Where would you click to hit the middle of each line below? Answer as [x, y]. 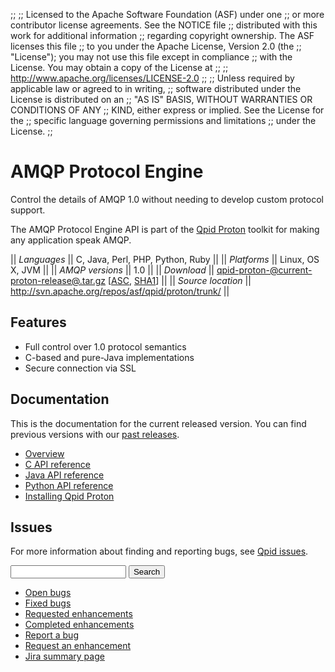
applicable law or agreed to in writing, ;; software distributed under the [156, 88]
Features [38, 322]
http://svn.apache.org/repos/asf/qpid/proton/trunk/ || [120, 291]
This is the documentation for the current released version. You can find [158, 423]
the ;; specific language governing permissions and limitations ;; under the [163, 120]
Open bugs [48, 593]
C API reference [58, 464]
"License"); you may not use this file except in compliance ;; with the [151, 57]
